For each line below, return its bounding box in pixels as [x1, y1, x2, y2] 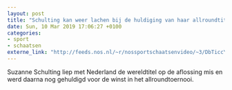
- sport [7, 36, 30, 43]
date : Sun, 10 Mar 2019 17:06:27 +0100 [7, 23, 122, 30]
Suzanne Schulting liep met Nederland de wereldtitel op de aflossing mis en [7, 67, 223, 76]
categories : [7, 29, 41, 37]
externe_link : [7, 49, 48, 56]
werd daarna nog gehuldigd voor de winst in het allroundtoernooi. [7, 75, 194, 83]
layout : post [7, 10, 45, 17]
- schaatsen [7, 42, 41, 49]
